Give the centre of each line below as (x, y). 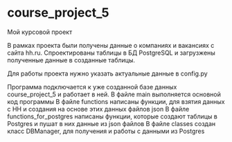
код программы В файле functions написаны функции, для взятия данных (116, 101)
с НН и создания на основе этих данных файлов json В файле (98, 109)
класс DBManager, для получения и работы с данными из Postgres (106, 131)
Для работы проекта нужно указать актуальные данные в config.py (107, 73)
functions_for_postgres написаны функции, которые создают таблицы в (113, 116)
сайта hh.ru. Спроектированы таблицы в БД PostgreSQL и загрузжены (111, 53)
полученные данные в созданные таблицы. (71, 60)
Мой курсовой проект (40, 32)
